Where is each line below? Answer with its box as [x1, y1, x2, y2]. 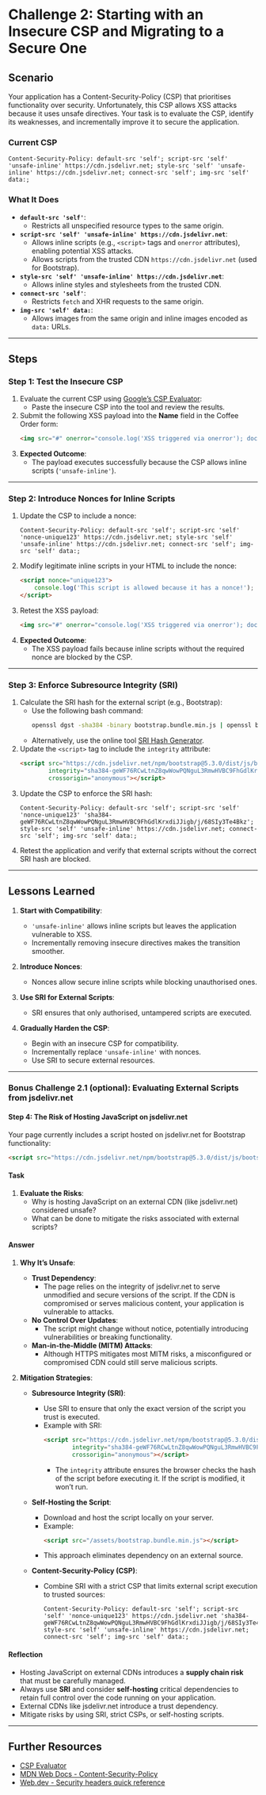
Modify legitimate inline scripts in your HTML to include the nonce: [19, 561, 237, 571]
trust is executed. [43, 1412, 101, 1421]
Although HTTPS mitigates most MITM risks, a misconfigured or [43, 1349, 252, 1359]
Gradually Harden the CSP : [19, 1023, 110, 1032]
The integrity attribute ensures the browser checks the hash [55, 1465, 256, 1474]
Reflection [8, 1650, 44, 1659]
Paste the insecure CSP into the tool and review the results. [31, 402, 226, 412]
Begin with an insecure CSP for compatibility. [31, 1038, 179, 1048]
